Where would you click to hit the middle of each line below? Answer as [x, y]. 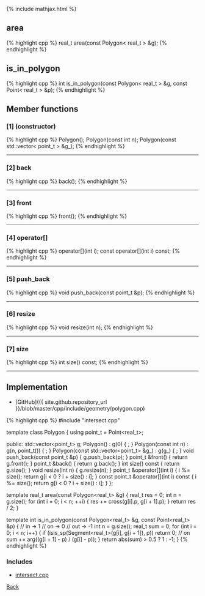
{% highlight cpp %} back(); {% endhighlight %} [67, 181]
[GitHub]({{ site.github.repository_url [61, 402]
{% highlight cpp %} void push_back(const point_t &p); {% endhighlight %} [101, 292]
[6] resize [21, 314]
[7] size [18, 349]
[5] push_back [28, 279]
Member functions [42, 109]
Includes [20, 561]
